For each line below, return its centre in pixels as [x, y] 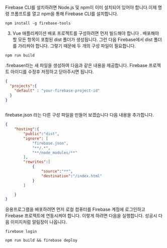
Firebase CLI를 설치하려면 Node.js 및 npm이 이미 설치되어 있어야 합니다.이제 [81, 7]
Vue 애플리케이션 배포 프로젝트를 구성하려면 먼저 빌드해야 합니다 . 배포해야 [86, 33]
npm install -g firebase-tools [38, 23]
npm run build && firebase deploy [41, 240]
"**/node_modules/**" [55, 153]
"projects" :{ [23, 86]
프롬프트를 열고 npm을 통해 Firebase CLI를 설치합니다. [64, 14]
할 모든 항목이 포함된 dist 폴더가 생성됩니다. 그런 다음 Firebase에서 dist [82, 40]
